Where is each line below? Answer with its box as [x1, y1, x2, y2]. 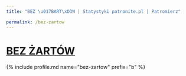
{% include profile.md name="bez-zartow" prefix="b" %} [6, 64, 146, 71]
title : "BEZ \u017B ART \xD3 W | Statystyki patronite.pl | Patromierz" [6, 8, 181, 15]
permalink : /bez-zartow [6, 19, 65, 25]
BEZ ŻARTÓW [6, 44, 76, 57]
